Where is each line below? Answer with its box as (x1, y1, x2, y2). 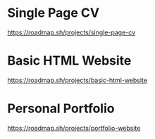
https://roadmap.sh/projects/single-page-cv (7, 28, 136, 37)
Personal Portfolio (7, 100, 115, 117)
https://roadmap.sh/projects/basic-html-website (7, 76, 148, 84)
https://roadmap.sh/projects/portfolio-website (7, 124, 141, 132)
